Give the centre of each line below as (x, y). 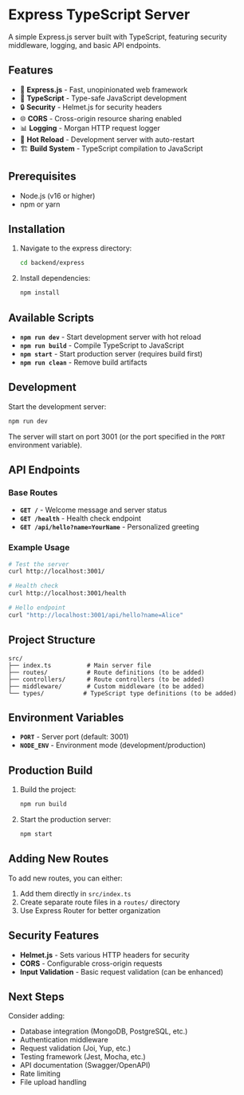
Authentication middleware (64, 1040)
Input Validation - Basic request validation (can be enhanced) (122, 971)
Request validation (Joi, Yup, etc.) (75, 1048)
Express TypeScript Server (99, 15)
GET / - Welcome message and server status (93, 510)
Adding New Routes (59, 859)
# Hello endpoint (37, 608)
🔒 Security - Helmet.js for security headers (91, 107)
